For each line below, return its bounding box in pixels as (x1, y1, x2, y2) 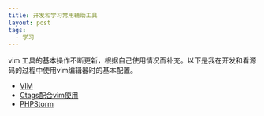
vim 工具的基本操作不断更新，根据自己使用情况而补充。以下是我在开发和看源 (8, 56, 257, 65)
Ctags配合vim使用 (19, 91, 79, 100)
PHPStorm (19, 100, 54, 109)
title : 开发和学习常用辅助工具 (8, 11, 98, 20)
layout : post (8, 19, 51, 27)
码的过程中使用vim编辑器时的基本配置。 (8, 66, 138, 75)
